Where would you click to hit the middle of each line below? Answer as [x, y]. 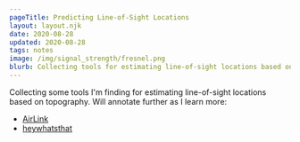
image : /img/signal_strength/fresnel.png [87, 59]
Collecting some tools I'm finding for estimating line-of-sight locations [138, 92]
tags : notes [31, 51]
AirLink [35, 118]
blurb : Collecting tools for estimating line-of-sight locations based [145, 67]
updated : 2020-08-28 [48, 42]
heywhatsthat [47, 128]
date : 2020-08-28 [42, 34]
